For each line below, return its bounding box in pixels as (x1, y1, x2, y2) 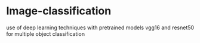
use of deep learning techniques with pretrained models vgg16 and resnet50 (6, 24, 195, 31)
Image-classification (6, 4, 112, 18)
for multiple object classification (6, 30, 85, 37)
